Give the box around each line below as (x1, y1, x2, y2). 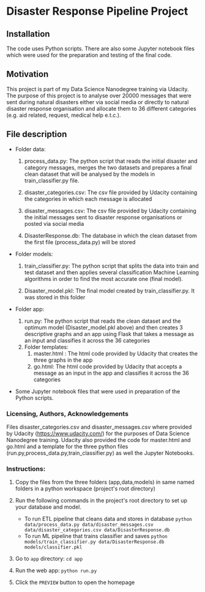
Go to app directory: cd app (15, 555, 83, 563)
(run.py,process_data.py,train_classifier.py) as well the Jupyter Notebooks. (6, 449, 195, 457)
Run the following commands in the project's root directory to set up (15, 497, 188, 504)
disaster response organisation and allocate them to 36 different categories (6, 105, 197, 112)
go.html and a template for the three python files (6, 443, 129, 450)
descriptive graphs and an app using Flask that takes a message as (24, 330, 195, 337)
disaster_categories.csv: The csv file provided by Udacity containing (24, 189, 198, 196)
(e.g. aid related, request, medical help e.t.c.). (6, 111, 121, 119)
